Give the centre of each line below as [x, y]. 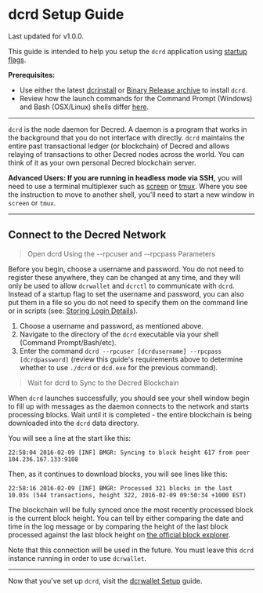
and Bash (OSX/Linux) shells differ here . [84, 107]
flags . [17, 60]
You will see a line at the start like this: [70, 438]
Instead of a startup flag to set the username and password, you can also [126, 294]
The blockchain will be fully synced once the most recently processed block [131, 509]
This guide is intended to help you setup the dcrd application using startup [128, 51]
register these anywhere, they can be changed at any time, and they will [124, 277]
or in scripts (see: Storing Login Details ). [73, 311]
